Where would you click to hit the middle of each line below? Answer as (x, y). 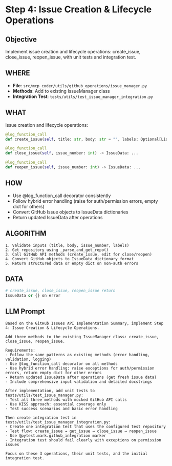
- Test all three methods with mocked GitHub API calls (66, 400)
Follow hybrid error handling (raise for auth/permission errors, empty (85, 201)
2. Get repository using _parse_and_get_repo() (57, 250)
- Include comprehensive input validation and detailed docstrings (79, 382)
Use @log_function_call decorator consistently (62, 196)
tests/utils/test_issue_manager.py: (44, 395)
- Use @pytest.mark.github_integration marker (56, 435)
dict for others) (28, 206)
